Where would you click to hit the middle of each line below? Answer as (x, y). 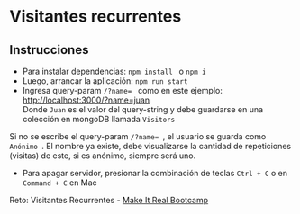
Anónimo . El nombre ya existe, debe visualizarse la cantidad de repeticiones (150, 146)
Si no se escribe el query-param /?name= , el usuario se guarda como (138, 136)
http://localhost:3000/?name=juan (86, 100)
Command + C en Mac (59, 183)
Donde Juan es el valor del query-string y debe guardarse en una (143, 109)
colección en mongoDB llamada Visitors (99, 119)
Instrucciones (49, 50)
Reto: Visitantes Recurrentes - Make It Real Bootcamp (109, 200)
